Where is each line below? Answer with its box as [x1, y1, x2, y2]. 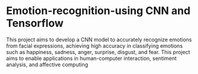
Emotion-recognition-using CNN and [6, 4, 191, 18]
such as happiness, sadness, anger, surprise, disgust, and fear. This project [6, 48, 190, 55]
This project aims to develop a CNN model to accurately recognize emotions [6, 36, 192, 43]
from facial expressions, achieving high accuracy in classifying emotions [6, 42, 183, 49]
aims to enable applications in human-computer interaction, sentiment [6, 55, 177, 62]
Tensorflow [6, 16, 64, 30]
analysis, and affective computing [6, 60, 89, 68]
